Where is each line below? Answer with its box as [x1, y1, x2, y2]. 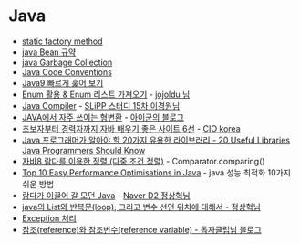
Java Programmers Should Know [21, 144, 146, 155]
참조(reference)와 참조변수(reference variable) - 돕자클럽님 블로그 [21, 224, 262, 235]
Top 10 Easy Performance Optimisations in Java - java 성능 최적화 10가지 [21, 166, 291, 178]
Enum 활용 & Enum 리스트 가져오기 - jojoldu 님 [21, 89, 191, 100]
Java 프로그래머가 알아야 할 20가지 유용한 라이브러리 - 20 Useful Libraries [21, 134, 291, 145]
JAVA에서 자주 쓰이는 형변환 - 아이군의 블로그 [21, 111, 184, 122]
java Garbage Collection [21, 57, 113, 68]
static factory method [21, 36, 103, 47]
